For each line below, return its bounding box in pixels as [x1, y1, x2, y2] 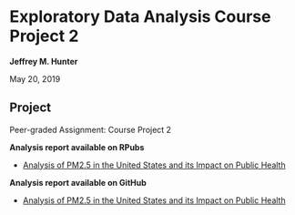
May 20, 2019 [9, 73, 61, 84]
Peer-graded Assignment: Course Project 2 [9, 124, 171, 135]
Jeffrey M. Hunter [9, 56, 78, 67]
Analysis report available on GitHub [9, 177, 147, 188]
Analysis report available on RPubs [9, 141, 145, 152]
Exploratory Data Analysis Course [9, 6, 271, 27]
